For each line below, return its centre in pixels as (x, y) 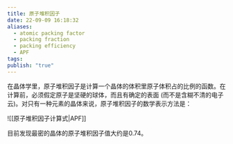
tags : (15, 59)
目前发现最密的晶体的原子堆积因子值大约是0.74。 (77, 133)
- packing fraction (42, 40)
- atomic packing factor (49, 33)
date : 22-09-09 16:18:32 (43, 20)
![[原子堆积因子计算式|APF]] (47, 118)
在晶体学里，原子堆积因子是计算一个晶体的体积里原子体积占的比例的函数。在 (116, 86)
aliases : (20, 26)
